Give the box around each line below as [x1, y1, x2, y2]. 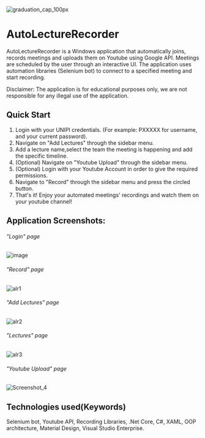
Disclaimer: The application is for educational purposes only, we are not [6, 85, 187, 93]
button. [15, 185, 34, 192]
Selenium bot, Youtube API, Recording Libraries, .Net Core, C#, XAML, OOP [6, 418, 197, 425]
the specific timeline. [15, 152, 69, 159]
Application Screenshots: [6, 215, 106, 226]
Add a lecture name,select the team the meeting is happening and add [15, 145, 193, 153]
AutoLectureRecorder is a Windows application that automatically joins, [6, 47, 186, 55]
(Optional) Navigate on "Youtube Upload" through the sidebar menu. [15, 158, 188, 166]
